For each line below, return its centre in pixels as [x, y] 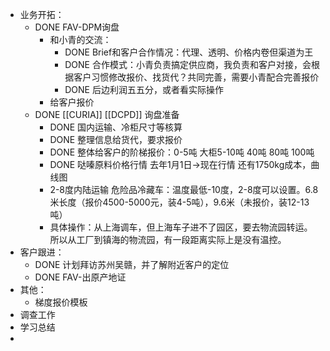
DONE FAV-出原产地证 [80, 277]
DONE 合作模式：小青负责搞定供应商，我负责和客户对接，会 [188, 64]
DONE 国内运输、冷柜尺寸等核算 [116, 127]
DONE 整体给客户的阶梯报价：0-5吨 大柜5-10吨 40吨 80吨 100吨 [182, 152]
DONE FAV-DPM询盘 [77, 27]
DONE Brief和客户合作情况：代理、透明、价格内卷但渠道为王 [189, 52]
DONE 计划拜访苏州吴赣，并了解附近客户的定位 [132, 264]
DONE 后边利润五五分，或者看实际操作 [144, 89]
